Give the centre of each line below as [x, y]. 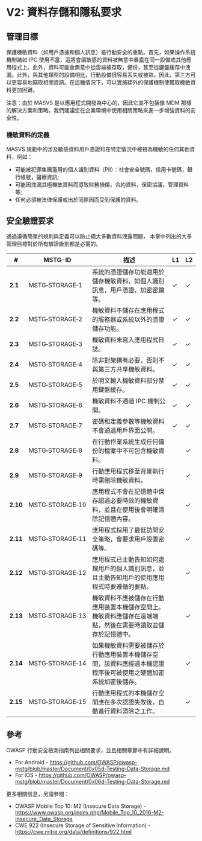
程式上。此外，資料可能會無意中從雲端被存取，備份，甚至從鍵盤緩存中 [98, 67]
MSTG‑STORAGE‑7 [56, 426]
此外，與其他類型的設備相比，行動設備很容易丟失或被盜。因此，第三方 [103, 75]
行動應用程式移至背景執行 [128, 472]
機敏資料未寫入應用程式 [125, 340]
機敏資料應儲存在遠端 [122, 616]
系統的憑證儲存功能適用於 [128, 272]
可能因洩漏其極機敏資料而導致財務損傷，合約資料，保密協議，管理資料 [102, 185]
